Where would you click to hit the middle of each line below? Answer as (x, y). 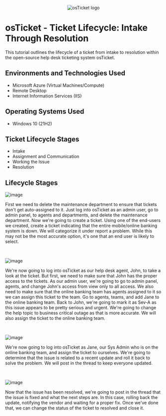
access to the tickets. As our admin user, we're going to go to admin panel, (82, 281)
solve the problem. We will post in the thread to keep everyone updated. (79, 363)
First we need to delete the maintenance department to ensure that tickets (81, 205)
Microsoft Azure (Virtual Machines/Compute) (58, 85)
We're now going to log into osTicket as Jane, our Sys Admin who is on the (82, 347)
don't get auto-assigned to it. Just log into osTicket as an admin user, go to (82, 210)
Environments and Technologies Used (65, 73)
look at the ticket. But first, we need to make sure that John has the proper (81, 276)
